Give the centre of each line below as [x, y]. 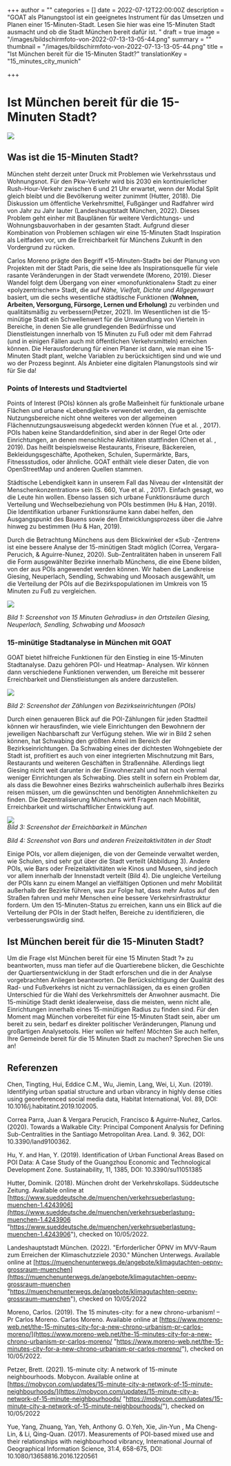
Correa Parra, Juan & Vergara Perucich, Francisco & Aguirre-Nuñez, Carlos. [114, 1119]
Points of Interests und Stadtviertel [67, 388]
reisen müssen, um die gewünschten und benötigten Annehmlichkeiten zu [112, 793]
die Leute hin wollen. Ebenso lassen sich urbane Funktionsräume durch [108, 497]
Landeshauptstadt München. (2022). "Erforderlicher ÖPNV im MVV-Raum [112, 1248]
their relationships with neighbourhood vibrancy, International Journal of [110, 1441]
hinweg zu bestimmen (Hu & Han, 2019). [64, 527]
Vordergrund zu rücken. [41, 247]
